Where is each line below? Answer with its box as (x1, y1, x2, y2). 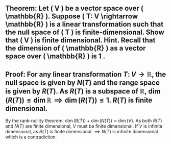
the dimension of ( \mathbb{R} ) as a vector (5, 44, 146, 53)
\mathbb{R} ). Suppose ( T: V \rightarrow (5, 12, 138, 21)
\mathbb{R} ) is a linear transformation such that (5, 20, 164, 29)
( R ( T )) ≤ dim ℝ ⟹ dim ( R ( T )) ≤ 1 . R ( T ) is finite (5, 95, 153, 104)
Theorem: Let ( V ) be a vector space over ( (5, 4, 144, 13)
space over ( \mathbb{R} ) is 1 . (5, 52, 106, 61)
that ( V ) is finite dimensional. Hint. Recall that (5, 36, 156, 45)
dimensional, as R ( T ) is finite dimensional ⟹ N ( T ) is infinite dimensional (5, 129, 158, 135)
